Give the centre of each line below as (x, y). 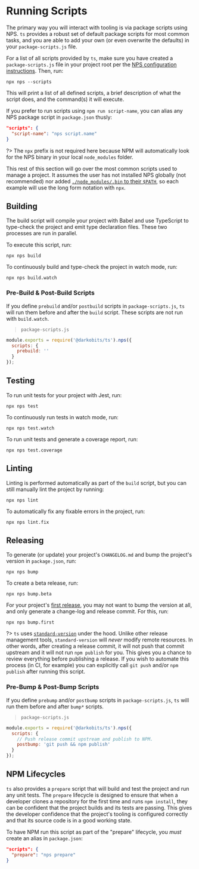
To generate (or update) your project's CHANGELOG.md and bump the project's (99, 555)
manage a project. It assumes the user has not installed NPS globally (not (96, 175)
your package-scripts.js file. (42, 47)
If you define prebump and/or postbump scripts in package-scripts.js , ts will (98, 700)
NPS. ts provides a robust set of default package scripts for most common (98, 33)
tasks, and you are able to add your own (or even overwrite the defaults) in (98, 40)
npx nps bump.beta (29, 594)
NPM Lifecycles (36, 774)
